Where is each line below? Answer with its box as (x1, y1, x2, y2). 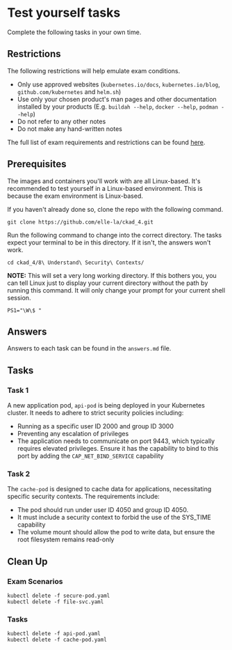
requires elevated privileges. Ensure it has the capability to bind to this (17, 444, 219, 453)
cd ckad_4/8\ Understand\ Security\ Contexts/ (7, 259, 144, 266)
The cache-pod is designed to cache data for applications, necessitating (7, 485, 212, 493)
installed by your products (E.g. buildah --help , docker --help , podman (17, 102, 219, 111)
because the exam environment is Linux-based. (7, 192, 144, 200)
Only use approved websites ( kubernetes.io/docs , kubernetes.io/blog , (17, 80, 220, 88)
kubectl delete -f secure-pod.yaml (7, 592, 110, 600)
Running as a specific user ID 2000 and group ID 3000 (17, 422, 174, 431)
